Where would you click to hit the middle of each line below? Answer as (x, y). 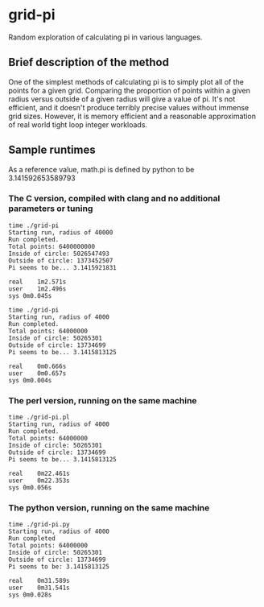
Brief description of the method (89, 62)
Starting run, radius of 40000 (61, 232)
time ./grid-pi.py (39, 525)
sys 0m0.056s (30, 488)
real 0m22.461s (39, 474)
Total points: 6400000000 (52, 246)
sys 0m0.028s (30, 595)
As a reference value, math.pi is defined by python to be (101, 169)
